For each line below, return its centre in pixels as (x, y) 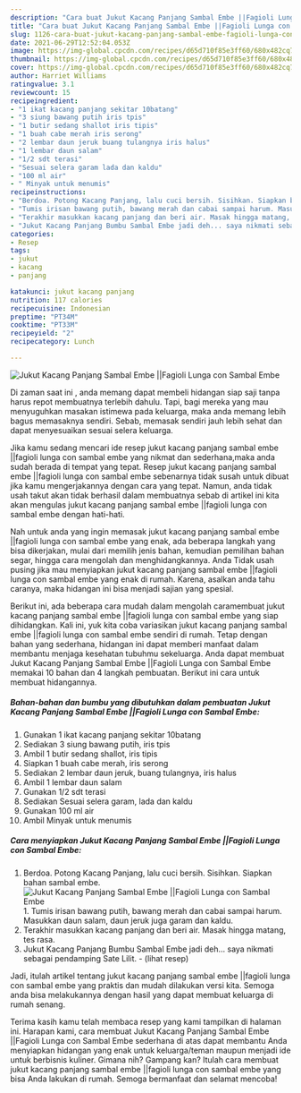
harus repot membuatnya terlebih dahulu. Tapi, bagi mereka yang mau (139, 401)
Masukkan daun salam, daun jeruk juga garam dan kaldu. (128, 920)
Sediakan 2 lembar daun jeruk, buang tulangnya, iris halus (130, 773)
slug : (20, 34)
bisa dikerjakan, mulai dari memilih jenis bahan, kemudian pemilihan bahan (147, 551)
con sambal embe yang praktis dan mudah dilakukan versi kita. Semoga (142, 985)
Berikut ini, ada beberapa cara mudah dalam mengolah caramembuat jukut (147, 606)
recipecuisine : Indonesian (60, 308)
